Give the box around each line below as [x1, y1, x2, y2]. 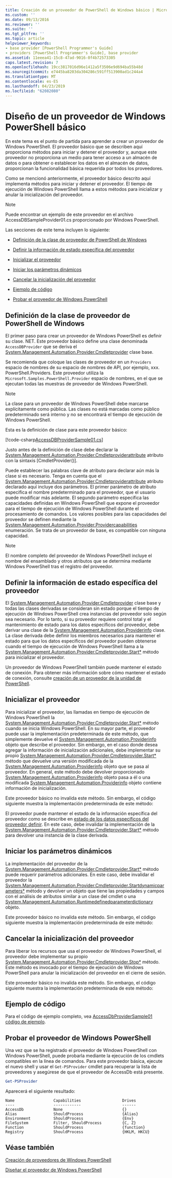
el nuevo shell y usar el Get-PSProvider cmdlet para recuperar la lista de [5, 1063, 157, 1070]
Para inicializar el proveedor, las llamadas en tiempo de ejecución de [5, 709, 150, 715]
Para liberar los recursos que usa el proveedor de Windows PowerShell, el [5, 948, 162, 954]
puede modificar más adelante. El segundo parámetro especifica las [5, 495, 149, 501]
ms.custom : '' [5, 12, 36, 17]
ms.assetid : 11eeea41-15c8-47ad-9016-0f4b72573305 [5, 55, 116, 60]
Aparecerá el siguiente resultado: [5, 1088, 76, 1094]
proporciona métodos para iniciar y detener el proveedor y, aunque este [5, 149, 157, 155]
